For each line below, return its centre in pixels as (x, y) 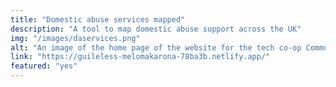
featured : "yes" (44, 66)
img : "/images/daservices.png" (75, 38)
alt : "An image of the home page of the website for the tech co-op (156, 47)
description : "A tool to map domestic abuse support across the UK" (156, 29)
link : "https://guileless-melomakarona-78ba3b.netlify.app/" (140, 57)
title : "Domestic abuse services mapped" (98, 19)
